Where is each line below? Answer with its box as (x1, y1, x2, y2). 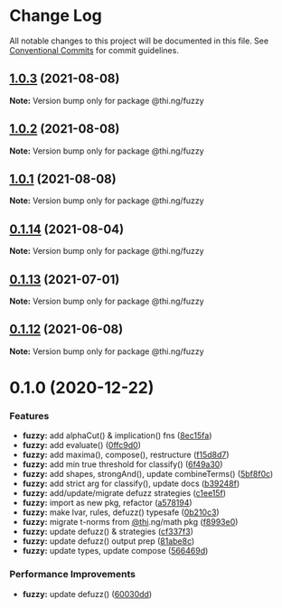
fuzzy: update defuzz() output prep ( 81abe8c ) (22, 536, 195, 547)
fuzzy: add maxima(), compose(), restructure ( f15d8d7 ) (22, 449, 230, 461)
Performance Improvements (9, 568, 136, 581)
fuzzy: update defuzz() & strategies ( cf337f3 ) (22, 526, 194, 538)
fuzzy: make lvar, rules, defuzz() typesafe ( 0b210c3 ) (22, 507, 220, 518)
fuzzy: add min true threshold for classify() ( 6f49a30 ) (22, 459, 223, 470)
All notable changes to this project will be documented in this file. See (9, 35, 269, 46)
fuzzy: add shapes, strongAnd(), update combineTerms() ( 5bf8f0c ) (22, 469, 274, 480)
